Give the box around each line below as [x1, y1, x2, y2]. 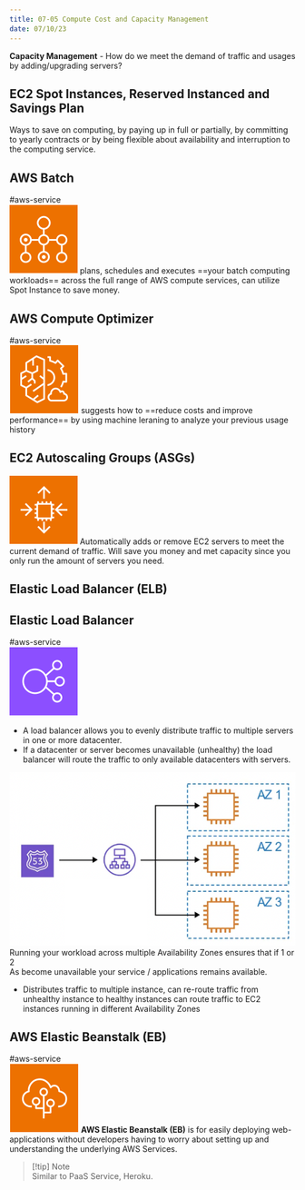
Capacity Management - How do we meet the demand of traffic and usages [9, 50, 296, 61]
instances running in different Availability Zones [22, 1003, 201, 1014]
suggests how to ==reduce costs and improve [80, 404, 253, 415]
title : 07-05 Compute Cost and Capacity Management [9, 15, 209, 24]
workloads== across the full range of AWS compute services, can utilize [9, 275, 280, 286]
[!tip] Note [31, 1161, 71, 1172]
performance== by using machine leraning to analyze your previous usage [9, 414, 289, 425]
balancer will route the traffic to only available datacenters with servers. [22, 754, 291, 765]
